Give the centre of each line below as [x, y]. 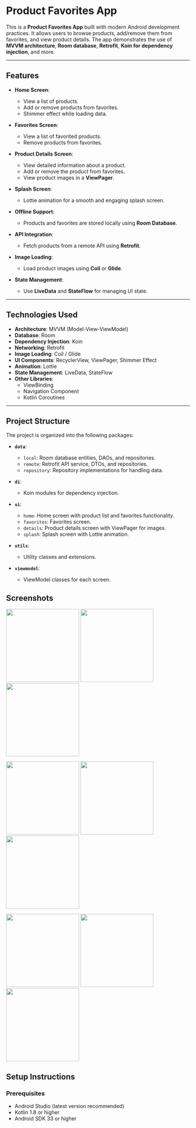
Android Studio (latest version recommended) [69, 1106]
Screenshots [30, 598]
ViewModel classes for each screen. [67, 580]
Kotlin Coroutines [44, 397]
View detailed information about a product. [75, 165]
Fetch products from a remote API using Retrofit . [82, 245]
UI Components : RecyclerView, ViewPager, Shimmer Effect [85, 360]
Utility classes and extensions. [60, 557]
